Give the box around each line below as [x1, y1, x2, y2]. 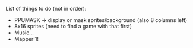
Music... [14, 29, 34, 36]
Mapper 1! [14, 36, 39, 42]
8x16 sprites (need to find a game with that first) [14, 23, 132, 30]
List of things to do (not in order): [5, 5, 87, 12]
